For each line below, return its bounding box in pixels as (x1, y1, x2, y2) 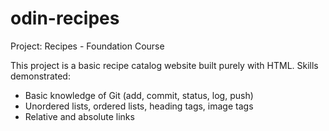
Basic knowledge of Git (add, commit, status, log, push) (24, 89, 254, 101)
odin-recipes (10, 7, 120, 30)
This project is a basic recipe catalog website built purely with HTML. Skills (10, 59, 319, 71)
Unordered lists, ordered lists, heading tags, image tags (24, 100, 254, 112)
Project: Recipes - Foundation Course (10, 40, 165, 52)
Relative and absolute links (24, 110, 135, 122)
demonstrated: (10, 70, 71, 82)
